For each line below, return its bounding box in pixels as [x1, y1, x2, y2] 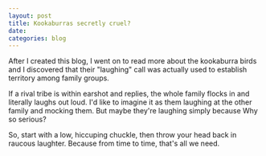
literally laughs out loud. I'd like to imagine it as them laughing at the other [8, 97, 252, 107]
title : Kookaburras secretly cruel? [8, 19, 131, 27]
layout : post [8, 11, 52, 20]
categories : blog [8, 34, 67, 43]
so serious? [8, 114, 47, 125]
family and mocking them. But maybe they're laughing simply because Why [8, 106, 259, 116]
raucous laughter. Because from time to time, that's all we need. [8, 138, 220, 149]
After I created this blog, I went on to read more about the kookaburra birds [8, 56, 257, 66]
